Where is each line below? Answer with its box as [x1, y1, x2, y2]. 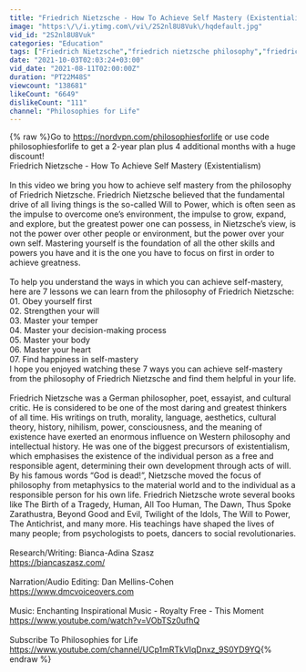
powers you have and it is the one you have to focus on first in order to [9, 248, 275, 259]
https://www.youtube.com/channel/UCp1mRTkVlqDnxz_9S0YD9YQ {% [9, 644, 272, 656]
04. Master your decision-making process [9, 325, 167, 336]
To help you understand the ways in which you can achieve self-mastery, [9, 277, 284, 288]
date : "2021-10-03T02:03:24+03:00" [9, 56, 145, 65]
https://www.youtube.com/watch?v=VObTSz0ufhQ [9, 616, 200, 626]
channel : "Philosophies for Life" [9, 107, 141, 116]
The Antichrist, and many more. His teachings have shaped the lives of [9, 518, 275, 529]
